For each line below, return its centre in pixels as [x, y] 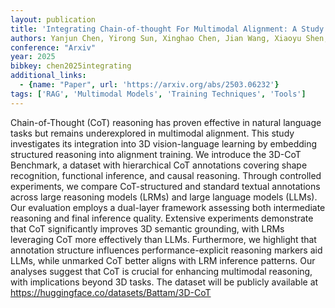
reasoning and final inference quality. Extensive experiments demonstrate [162, 218]
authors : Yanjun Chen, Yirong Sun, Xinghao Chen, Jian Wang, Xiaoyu [156, 38]
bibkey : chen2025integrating [71, 66]
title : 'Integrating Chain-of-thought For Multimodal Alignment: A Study [167, 29]
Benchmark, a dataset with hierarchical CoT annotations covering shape [159, 165]
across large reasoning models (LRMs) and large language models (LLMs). [164, 197]
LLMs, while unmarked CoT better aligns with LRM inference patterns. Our [163, 260]
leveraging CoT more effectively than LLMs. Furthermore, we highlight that [163, 239]
